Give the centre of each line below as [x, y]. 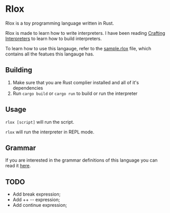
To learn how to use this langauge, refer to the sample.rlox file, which [78, 48]
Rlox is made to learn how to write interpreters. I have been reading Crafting [85, 33]
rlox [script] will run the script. [40, 122]
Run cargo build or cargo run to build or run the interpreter [75, 93]
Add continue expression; [40, 205]
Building [19, 70]
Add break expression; [37, 194]
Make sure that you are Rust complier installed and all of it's [76, 82]
